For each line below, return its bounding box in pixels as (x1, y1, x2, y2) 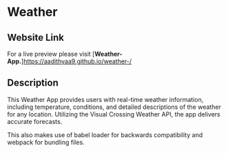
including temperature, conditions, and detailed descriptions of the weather (7, 103, 222, 111)
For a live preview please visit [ (7, 50, 95, 58)
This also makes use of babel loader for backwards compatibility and (7, 130, 203, 139)
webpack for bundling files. (7, 138, 85, 146)
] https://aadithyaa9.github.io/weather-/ (21, 57, 132, 65)
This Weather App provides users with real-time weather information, (7, 95, 204, 103)
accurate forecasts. (7, 117, 63, 125)
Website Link (7, 32, 64, 43)
